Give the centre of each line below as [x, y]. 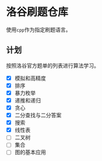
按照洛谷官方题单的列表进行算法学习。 [52, 65]
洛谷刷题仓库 [37, 12]
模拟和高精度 [30, 78]
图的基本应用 [30, 152]
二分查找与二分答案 [38, 115]
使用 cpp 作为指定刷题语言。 [39, 30]
